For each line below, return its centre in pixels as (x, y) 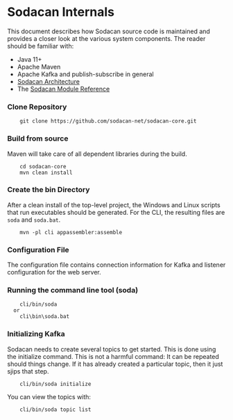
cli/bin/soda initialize (55, 384)
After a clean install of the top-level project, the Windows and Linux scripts (114, 204)
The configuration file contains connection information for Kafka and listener (116, 265)
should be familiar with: (41, 46)
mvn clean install (46, 173)
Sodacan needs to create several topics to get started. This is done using (112, 349)
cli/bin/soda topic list (55, 410)
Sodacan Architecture (48, 81)
